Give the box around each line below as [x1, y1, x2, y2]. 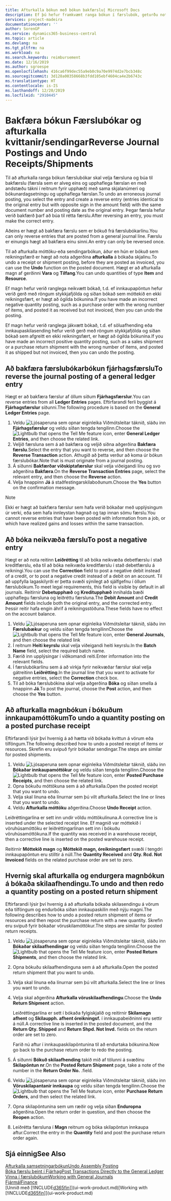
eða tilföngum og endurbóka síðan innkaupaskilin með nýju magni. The [5, 906, 152, 912]
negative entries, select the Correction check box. [12, 675, 119, 681]
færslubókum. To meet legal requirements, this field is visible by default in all [5, 583, 165, 590]
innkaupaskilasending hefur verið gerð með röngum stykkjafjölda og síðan [5, 328, 161, 334]
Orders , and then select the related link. [12, 1093, 97, 1100]
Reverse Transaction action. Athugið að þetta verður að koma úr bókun [12, 452, 163, 458]
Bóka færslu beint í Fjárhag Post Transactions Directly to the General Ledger [5, 1168, 164, 1175]
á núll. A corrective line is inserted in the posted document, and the [12, 1020, 153, 1026]
